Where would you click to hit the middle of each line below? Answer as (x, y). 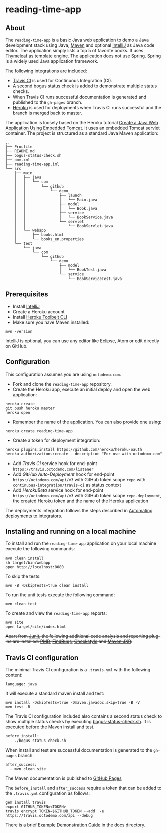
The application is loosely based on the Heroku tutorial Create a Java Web (82, 122)
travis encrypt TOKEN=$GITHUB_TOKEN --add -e (55, 811)
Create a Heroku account (38, 311)
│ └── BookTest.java (83, 270)
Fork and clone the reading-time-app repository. (62, 384)
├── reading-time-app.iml (32, 164)
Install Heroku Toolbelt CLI (40, 317)
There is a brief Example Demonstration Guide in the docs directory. (75, 825)
